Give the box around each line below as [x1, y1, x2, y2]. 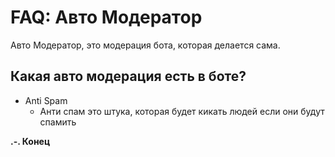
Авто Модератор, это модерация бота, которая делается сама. [10, 39, 281, 51]
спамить [39, 116, 77, 128]
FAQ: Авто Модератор [10, 6, 203, 29]
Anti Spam [24, 94, 68, 106]
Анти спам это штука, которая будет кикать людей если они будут [39, 105, 325, 117]
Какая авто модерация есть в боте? [10, 68, 247, 85]
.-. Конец [10, 135, 51, 147]
